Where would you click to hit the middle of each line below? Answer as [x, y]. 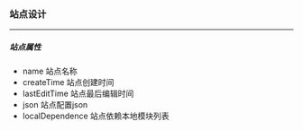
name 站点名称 [50, 71]
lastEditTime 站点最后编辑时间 [78, 94]
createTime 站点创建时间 [68, 82]
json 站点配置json [55, 105]
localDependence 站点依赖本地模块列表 [96, 116]
